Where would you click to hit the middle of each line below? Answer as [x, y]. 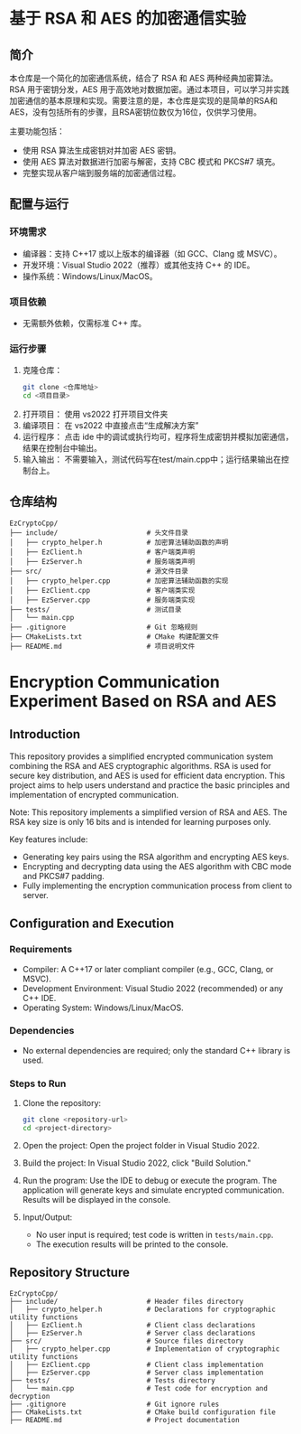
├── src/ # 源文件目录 [99, 571]
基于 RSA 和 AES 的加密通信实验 [128, 19]
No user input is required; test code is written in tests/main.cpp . [155, 1234]
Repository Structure [70, 1273]
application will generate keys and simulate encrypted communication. [153, 1190]
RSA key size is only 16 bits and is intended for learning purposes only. [141, 821]
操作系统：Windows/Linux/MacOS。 [90, 276]
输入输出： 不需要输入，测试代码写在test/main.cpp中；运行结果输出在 [152, 459]
